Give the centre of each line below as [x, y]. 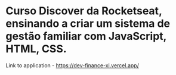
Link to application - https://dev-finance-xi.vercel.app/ [72, 65]
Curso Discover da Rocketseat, [84, 11]
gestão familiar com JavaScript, [86, 36]
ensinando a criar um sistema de [88, 24]
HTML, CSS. [36, 49]
